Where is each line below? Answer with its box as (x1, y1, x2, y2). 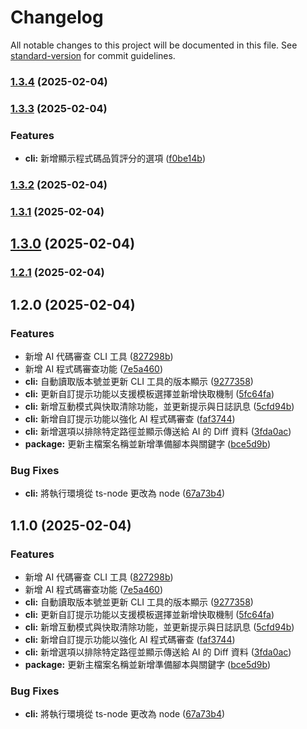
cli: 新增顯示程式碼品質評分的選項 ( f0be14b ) (24, 152, 206, 165)
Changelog (10, 6, 104, 29)
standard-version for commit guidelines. (10, 49, 176, 61)
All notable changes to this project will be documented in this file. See (10, 39, 298, 51)
